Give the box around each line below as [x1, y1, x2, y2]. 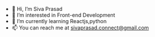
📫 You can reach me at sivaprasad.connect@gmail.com [11, 24, 149, 31]
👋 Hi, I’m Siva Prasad [11, 6, 63, 12]
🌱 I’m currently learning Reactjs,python [11, 18, 107, 24]
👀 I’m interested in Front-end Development [11, 12, 115, 18]
